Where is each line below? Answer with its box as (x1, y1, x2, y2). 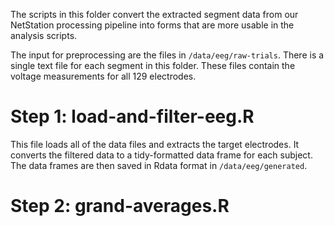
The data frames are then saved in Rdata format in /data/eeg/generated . (10, 159, 308, 171)
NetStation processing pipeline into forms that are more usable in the (10, 19, 295, 31)
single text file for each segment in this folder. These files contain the (10, 60, 296, 71)
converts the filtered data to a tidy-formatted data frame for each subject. (10, 149, 313, 161)
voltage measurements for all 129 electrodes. (10, 70, 197, 82)
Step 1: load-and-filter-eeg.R (10, 105, 255, 128)
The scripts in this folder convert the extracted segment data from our (10, 9, 299, 20)
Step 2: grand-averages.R (10, 195, 230, 218)
